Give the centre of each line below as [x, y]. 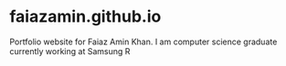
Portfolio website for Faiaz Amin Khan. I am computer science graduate [143, 42]
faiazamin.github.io [85, 17]
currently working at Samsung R [70, 51]
